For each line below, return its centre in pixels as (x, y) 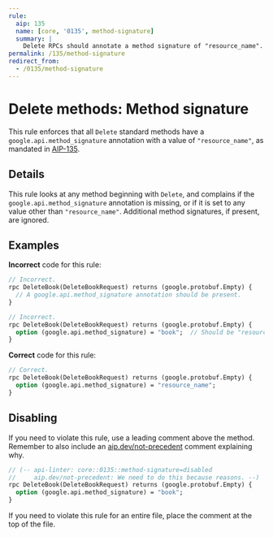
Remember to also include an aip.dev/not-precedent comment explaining (130, 446)
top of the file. (32, 524)
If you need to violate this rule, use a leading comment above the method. (132, 437)
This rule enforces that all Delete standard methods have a (106, 132)
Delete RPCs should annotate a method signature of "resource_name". (143, 46)
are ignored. (29, 219)
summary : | (34, 39)
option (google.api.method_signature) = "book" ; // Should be (125, 332)
